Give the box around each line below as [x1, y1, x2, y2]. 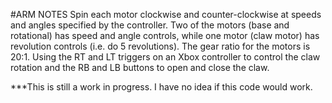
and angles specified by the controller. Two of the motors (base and [10, 19, 290, 31]
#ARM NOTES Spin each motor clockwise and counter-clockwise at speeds [10, 9, 322, 20]
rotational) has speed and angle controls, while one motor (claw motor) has [10, 30, 320, 41]
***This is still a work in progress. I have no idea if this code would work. [10, 81, 313, 93]
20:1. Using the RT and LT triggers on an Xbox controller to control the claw [10, 51, 321, 63]
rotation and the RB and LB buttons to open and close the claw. [10, 62, 270, 73]
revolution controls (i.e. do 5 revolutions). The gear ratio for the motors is [10, 40, 311, 52]
